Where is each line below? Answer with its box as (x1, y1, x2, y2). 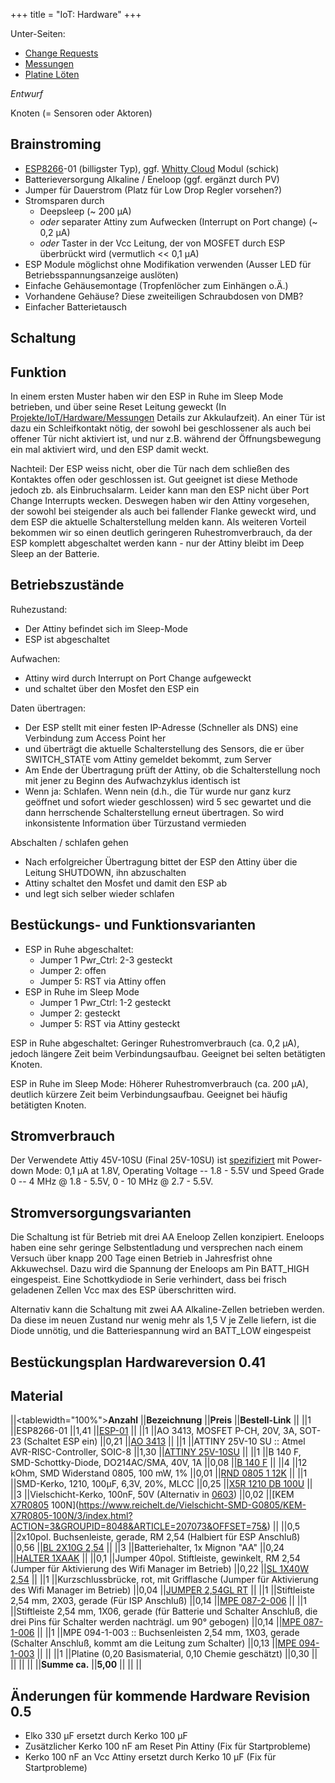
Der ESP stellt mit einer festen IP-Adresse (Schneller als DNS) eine (24, 721, 299, 733)
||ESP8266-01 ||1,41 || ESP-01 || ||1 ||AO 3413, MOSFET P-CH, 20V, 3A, (10, 1425, 298, 1437)
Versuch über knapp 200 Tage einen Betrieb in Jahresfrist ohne (10, 1252, 273, 1264)
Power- (292, 1154, 323, 1166)
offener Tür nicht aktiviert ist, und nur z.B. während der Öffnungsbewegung (10, 433, 322, 445)
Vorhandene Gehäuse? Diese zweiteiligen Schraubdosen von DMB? (24, 290, 304, 302)
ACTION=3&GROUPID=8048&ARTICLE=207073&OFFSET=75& (10, 1520, 268, 1533)
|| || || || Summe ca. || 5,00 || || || (10, 1659, 142, 1671)
